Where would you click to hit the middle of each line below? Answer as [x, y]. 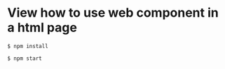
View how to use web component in [113, 13]
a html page [42, 28]
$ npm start [25, 58]
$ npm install [28, 46]
